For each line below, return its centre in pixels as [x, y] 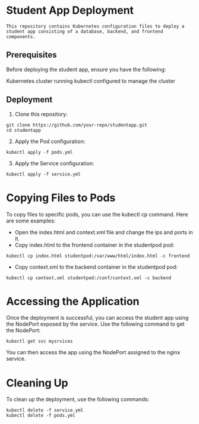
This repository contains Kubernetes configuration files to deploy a [95, 26]
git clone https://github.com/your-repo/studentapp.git [77, 125]
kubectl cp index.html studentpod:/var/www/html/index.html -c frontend [98, 256]
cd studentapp [24, 130]
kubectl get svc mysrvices [40, 341]
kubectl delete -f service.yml [45, 410]
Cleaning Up [37, 383]
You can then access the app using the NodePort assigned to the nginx [93, 352]
